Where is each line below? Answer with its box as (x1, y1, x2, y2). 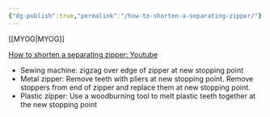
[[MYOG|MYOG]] (8, 34, 65, 44)
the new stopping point (19, 99, 98, 109)
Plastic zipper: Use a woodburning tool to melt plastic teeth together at (19, 90, 256, 101)
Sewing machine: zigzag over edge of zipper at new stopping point (19, 65, 244, 75)
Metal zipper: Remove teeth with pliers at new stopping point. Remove (19, 73, 254, 83)
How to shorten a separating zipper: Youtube (8, 49, 158, 59)
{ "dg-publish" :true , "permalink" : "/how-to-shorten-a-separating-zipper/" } (8, 11, 263, 20)
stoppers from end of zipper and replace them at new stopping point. (19, 82, 251, 92)
